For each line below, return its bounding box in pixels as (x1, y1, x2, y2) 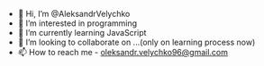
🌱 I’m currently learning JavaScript (17, 28, 147, 37)
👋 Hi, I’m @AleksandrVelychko (17, 9, 131, 19)
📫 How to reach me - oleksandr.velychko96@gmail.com (17, 47, 228, 57)
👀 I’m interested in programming (17, 18, 138, 29)
